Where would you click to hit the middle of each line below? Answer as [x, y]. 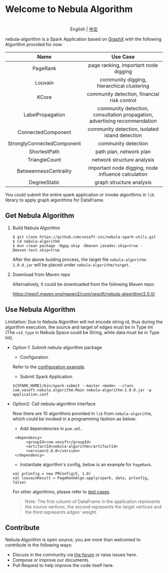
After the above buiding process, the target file [60, 259]
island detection [123, 135]
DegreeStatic [44, 182]
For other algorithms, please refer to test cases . [61, 491]
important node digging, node [123, 168]
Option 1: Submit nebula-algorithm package [57, 347]
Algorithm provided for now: [34, 44]
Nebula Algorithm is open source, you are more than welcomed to [73, 540]
